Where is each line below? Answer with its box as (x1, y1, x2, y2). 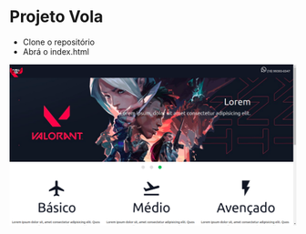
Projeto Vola (9, 6, 104, 27)
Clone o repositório (22, 36, 96, 47)
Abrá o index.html (22, 46, 89, 56)
